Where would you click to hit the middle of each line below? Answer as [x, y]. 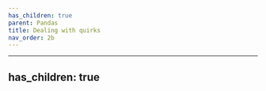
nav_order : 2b [32, 38]
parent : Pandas [33, 23]
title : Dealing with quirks [55, 30]
